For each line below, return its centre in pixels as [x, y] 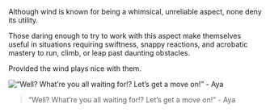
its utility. [23, 20]
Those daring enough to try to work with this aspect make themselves [125, 36]
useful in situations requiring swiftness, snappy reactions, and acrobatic [128, 44]
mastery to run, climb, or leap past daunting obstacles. [99, 53]
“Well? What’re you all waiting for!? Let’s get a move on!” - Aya [132, 100]
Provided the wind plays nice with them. [75, 68]
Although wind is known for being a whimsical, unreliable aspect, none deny [135, 12]
